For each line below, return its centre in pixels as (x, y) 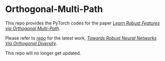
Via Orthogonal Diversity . (31, 43)
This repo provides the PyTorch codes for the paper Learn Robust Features (82, 23)
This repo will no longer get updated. (43, 53)
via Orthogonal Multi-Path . (33, 28)
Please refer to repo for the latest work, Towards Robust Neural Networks (81, 38)
